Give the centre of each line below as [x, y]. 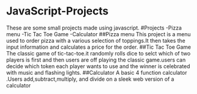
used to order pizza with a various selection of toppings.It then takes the [96, 40]
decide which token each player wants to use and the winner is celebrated [98, 66]
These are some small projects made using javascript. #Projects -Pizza [94, 28]
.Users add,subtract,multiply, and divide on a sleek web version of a [90, 79]
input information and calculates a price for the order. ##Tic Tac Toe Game [98, 47]
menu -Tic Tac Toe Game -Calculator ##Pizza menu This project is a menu [98, 34]
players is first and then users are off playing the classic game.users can [96, 60]
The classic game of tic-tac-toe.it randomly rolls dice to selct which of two [98, 53]
